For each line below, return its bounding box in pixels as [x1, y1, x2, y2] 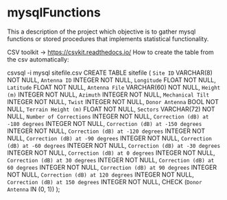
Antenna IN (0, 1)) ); [7, 185, 60, 193]
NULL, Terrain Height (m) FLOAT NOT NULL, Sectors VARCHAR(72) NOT [7, 105, 215, 113]
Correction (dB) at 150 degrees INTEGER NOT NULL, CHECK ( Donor [7, 177, 202, 186]
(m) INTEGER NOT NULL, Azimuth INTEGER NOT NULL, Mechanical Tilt [7, 90, 210, 99]
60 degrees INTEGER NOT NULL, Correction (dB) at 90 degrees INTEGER [7, 163, 217, 171]
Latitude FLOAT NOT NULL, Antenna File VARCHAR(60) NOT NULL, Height [7, 83, 221, 91]
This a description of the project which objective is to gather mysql [7, 27, 196, 36]
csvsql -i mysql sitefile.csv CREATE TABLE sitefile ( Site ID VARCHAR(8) [7, 68, 213, 77]
